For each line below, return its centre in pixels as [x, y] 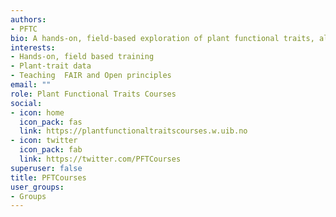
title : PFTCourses [48, 177]
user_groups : [37, 187]
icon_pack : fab [51, 150]
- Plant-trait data [51, 66]
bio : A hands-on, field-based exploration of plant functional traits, [162, 38]
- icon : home [37, 112]
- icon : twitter [44, 141]
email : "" [31, 85]
